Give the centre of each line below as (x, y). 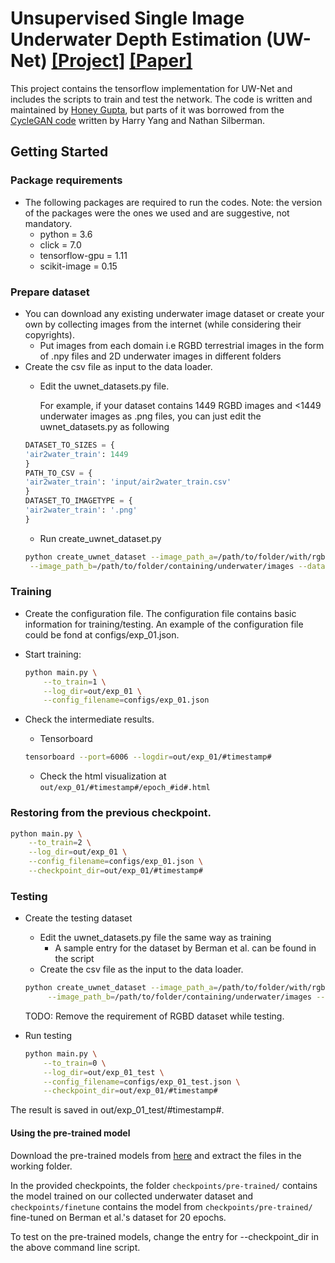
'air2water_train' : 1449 (76, 454)
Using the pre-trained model (70, 1133)
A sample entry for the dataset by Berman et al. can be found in (185, 948)
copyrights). (49, 334)
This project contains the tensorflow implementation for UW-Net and (151, 88)
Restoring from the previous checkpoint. (111, 813)
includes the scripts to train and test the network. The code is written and (161, 99)
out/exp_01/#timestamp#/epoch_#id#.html (125, 788)
